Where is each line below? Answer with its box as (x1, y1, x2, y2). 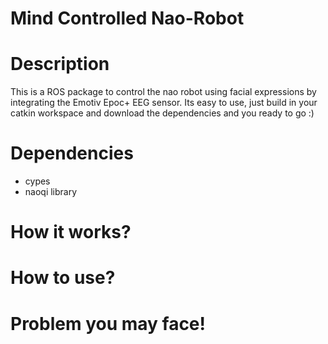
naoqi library (24, 186, 78, 198)
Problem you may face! (10, 312, 207, 335)
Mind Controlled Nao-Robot (10, 7, 245, 30)
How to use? (10, 267, 116, 289)
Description (10, 53, 110, 76)
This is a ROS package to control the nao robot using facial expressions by (10, 86, 317, 98)
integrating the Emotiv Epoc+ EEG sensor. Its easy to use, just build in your (10, 97, 318, 109)
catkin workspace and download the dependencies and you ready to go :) (10, 107, 315, 119)
